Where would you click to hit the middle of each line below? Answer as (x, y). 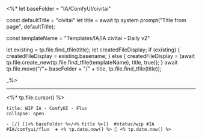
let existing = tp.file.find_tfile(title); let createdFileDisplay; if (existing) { (93, 50)
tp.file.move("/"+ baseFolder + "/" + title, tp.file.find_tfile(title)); (84, 69)
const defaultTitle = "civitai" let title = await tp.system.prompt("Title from (96, 20)
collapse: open (25, 114)
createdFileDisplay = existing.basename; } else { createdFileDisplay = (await (101, 56)
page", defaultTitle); (31, 27)
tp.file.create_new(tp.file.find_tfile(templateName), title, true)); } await (92, 62)
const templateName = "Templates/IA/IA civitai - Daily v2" (78, 38)
